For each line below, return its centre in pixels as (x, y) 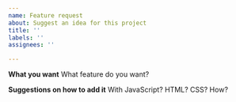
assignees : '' (32, 45)
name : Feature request (46, 15)
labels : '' (26, 38)
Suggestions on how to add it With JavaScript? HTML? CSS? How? (118, 90)
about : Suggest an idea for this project (78, 23)
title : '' (25, 30)
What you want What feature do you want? (79, 74)
